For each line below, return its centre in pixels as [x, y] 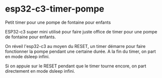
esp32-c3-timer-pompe [55, 9]
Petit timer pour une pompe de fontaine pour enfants [58, 22]
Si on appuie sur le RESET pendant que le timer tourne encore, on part [76, 66]
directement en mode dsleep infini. [40, 71]
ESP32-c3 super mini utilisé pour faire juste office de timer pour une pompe [81, 31]
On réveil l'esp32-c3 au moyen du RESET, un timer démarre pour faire [75, 46]
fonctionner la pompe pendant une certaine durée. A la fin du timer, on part [81, 51]
